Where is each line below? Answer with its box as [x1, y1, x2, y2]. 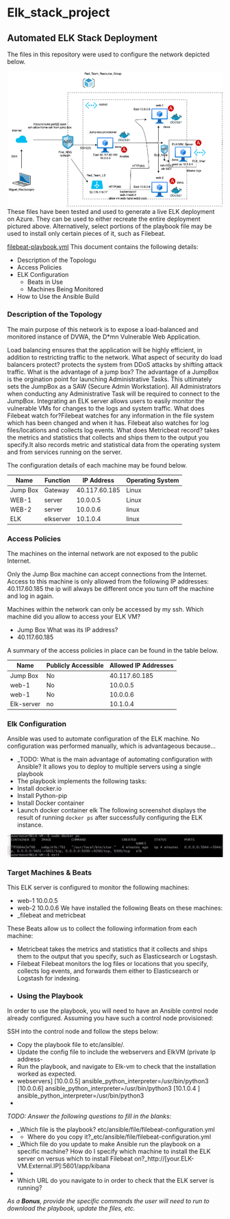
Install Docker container [16, 799, 84, 807]
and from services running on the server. [7, 448, 123, 456]
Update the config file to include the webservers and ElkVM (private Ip [16, 1048, 216, 1057]
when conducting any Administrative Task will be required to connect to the [7, 389, 220, 398]
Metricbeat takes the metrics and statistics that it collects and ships [16, 945, 207, 954]
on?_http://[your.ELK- [134, 1155, 194, 1163]
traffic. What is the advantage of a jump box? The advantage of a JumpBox [7, 367, 219, 376]
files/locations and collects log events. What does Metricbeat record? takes [7, 426, 220, 434]
